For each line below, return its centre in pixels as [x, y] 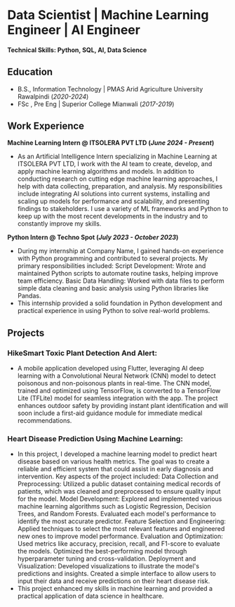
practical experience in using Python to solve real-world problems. [114, 311]
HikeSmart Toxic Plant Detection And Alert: [82, 353]
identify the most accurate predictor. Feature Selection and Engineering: [122, 521]
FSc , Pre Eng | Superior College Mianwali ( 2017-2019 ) [96, 104]
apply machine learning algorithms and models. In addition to [106, 172]
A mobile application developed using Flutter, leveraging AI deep [111, 369]
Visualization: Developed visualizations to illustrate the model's [108, 566]
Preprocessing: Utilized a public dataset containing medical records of [119, 484]
